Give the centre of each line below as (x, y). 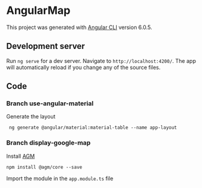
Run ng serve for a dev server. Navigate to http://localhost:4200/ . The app (101, 60)
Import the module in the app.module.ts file (60, 178)
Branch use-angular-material (50, 103)
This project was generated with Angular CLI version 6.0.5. (79, 27)
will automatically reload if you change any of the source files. (83, 67)
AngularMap (38, 11)
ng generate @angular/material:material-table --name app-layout (93, 128)
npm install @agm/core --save (44, 167)
